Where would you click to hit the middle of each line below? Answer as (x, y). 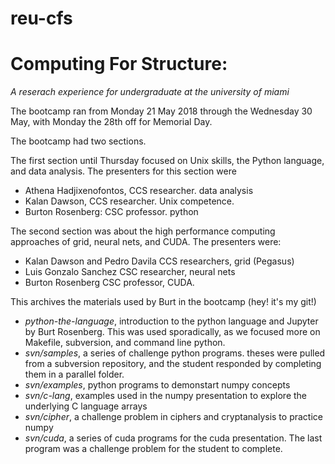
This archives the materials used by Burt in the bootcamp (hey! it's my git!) (163, 302)
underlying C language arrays (86, 406)
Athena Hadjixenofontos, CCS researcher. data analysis (139, 191)
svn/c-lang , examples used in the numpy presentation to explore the (166, 396)
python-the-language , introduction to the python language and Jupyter (171, 321)
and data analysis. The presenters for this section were (123, 171)
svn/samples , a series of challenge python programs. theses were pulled (175, 353)
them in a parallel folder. (74, 374)
